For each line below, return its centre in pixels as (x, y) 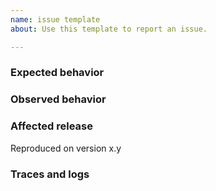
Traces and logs (50, 174)
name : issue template (55, 19)
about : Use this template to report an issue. (109, 29)
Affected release (51, 126)
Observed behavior (58, 99)
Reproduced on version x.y (66, 148)
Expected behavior (57, 73)
